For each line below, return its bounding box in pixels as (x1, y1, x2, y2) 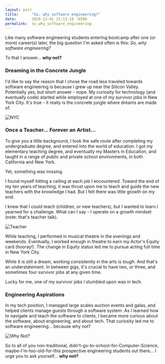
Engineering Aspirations (5, 291, 65, 298)
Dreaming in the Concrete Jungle (5, 67, 86, 74)
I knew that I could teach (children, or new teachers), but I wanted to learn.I (5, 204, 158, 209)
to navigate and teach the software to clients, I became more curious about (5, 313, 158, 319)
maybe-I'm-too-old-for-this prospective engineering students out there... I (5, 348, 157, 354)
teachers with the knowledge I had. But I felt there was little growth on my (5, 189, 155, 195)
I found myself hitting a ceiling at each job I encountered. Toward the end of (5, 178, 160, 184)
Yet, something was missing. (5, 168, 63, 174)
